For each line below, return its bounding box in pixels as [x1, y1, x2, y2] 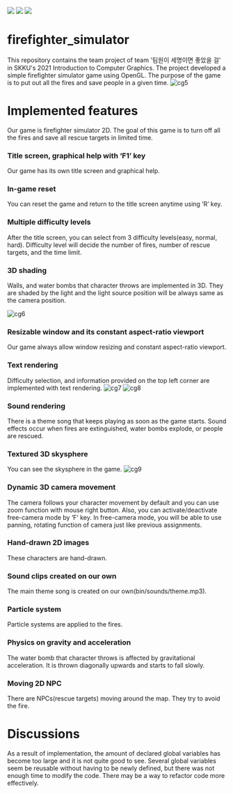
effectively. [7, 779, 40, 787]
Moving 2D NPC [7, 678, 62, 688]
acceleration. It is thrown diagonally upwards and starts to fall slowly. [7, 661, 205, 669]
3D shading [7, 265, 47, 275]
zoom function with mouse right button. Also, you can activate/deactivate [7, 506, 218, 514]
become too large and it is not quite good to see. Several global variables [7, 756, 217, 765]
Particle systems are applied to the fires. [7, 620, 123, 629]
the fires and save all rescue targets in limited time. [7, 133, 153, 142]
